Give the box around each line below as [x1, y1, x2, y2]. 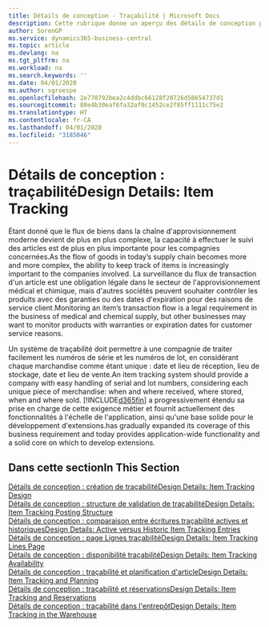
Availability [8, 559, 44, 568]
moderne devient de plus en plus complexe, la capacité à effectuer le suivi [8, 234, 254, 245]
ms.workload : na [8, 64, 62, 72]
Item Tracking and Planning [8, 576, 98, 585]
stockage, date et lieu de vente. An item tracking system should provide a [8, 370, 249, 379]
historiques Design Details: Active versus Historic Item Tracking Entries [8, 524, 241, 534]
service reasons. [8, 328, 64, 338]
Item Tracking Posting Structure [8, 508, 114, 517]
